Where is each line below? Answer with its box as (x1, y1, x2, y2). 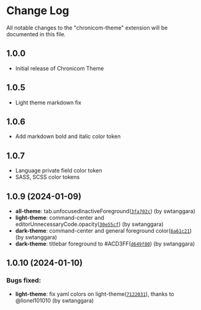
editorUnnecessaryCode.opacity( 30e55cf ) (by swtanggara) (15, 220, 164, 228)
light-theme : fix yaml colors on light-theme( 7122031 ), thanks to (15, 290, 175, 298)
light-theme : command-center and (15, 214, 104, 221)
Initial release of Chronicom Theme (15, 64, 104, 72)
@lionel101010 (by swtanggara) (15, 296, 94, 304)
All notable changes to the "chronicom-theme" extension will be (6, 24, 168, 31)
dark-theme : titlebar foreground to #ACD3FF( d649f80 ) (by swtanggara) (15, 240, 195, 247)
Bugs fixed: (6, 276, 42, 285)
